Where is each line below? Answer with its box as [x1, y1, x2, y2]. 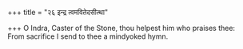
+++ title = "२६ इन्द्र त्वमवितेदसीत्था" [7, 8, 109, 17]
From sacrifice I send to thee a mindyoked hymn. [7, 32, 169, 41]
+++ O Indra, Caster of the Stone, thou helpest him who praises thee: [7, 24, 236, 32]
